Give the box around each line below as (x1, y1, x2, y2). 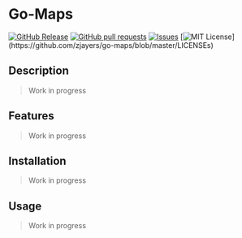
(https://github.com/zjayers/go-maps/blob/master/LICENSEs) (8, 40, 214, 50)
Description (8, 64, 69, 78)
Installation (8, 154, 67, 167)
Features (8, 109, 54, 123)
